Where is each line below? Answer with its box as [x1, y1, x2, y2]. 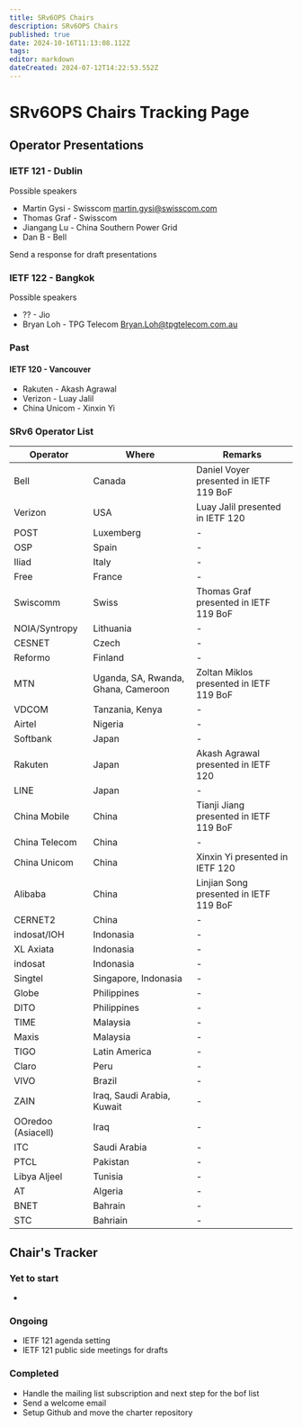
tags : [9, 47, 30, 56]
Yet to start [9, 1271, 59, 1284]
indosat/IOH [13, 928, 65, 941]
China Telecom [13, 836, 78, 849]
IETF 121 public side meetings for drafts [22, 1345, 169, 1356]
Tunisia [93, 1170, 124, 1183]
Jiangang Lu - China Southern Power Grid [22, 221, 178, 232]
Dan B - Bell [22, 231, 67, 242]
